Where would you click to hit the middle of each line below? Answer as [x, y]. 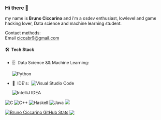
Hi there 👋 [17, 8]
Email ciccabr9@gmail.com [32, 38]
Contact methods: [23, 33]
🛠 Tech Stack [20, 49]
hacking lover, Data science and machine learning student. [63, 23]
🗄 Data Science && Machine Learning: [51, 62]
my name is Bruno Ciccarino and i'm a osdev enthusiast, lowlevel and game [81, 18]
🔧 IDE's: [20, 83]
